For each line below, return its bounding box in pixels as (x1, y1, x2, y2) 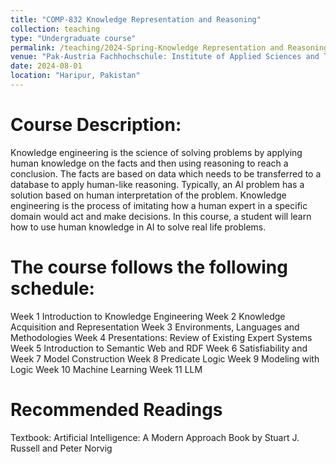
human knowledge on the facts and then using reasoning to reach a (10, 157, 289, 169)
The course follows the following (10, 256, 288, 278)
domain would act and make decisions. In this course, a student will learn (10, 210, 312, 222)
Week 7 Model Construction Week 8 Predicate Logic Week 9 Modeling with (10, 352, 320, 365)
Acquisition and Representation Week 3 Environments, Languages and (10, 321, 300, 333)
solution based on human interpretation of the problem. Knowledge (10, 189, 287, 201)
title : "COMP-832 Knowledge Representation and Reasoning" (10, 14, 262, 25)
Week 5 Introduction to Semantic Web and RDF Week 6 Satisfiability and (10, 342, 308, 354)
